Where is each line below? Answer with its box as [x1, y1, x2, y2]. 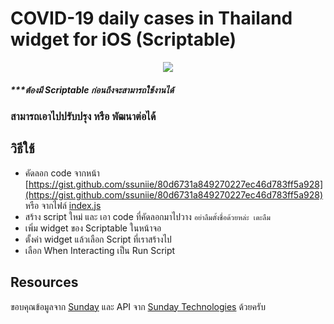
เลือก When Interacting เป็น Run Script [24, 244, 176, 256]
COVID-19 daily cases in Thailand [10, 7, 293, 30]
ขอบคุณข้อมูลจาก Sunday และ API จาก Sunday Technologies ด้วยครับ [10, 300, 266, 312]
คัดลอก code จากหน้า [24, 167, 100, 179]
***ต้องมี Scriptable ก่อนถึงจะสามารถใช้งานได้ [10, 83, 175, 96]
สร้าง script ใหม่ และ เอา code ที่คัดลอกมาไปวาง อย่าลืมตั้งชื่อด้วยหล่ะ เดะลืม [24, 210, 271, 222]
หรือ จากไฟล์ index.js [24, 199, 102, 211]
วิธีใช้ [10, 140, 35, 157]
